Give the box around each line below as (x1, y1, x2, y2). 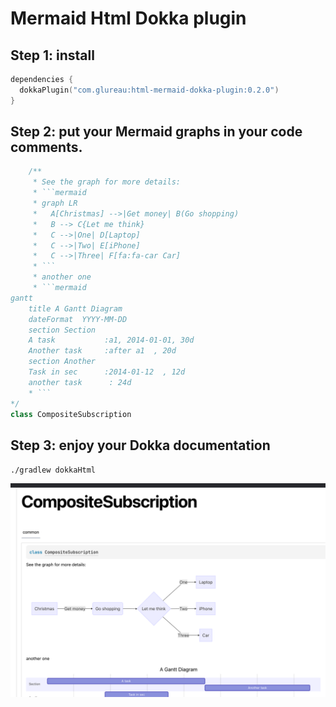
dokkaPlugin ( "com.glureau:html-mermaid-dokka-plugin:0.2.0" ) (19, 85, 280, 95)
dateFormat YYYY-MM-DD (28, 314, 128, 324)
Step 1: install (10, 47, 95, 64)
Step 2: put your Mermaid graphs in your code (10, 123, 303, 141)
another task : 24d (28, 377, 132, 387)
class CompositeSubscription (10, 409, 132, 419)
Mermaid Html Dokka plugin (10, 7, 247, 30)
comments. (10, 139, 83, 156)
